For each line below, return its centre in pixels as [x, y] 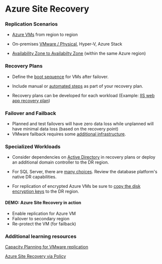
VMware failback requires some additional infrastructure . [69, 134]
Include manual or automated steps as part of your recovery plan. [78, 86]
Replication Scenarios [32, 24]
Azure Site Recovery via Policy [36, 256]
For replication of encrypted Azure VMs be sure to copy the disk [76, 186]
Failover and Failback [31, 113]
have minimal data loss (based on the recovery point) [65, 129]
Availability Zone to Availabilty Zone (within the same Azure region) [79, 53]
